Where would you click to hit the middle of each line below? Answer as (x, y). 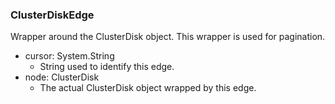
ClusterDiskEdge (52, 15)
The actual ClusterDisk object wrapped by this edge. (148, 88)
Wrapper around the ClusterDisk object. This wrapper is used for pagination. (168, 37)
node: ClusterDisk (62, 77)
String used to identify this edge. (107, 67)
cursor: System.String (69, 56)
